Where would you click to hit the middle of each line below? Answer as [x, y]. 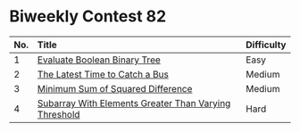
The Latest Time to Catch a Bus [103, 74]
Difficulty [266, 45]
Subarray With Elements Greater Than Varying [134, 103]
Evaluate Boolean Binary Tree [99, 60]
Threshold [58, 114]
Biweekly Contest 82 [88, 16]
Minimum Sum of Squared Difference [115, 88]
